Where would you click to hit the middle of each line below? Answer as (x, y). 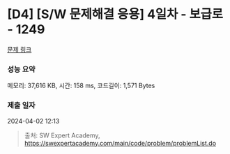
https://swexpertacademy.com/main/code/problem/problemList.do (120, 143)
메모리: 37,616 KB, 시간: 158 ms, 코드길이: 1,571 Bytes (81, 86)
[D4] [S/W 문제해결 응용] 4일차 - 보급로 (115, 14)
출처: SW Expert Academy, (62, 135)
